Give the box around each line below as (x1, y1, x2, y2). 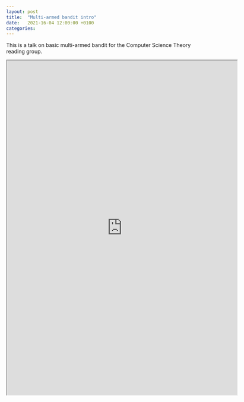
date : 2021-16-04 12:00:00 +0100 (6, 20, 94, 26)
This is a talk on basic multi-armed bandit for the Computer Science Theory (6, 42, 191, 49)
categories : (6, 25, 36, 32)
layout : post (6, 8, 39, 15)
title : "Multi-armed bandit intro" (6, 14, 97, 20)
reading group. (6, 48, 43, 55)
